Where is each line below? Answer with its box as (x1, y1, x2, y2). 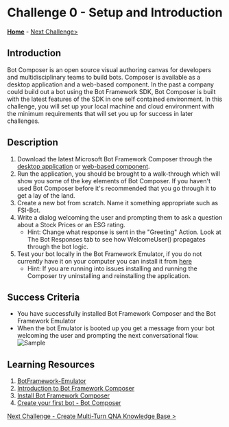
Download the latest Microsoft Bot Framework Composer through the (16, 154, 213, 163)
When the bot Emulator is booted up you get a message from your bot (16, 324, 215, 332)
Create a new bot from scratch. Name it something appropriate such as (16, 198, 218, 207)
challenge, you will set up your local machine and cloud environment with (7, 102, 215, 111)
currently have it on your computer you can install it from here (16, 257, 192, 265)
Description (7, 137, 58, 148)
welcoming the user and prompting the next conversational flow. (16, 332, 199, 340)
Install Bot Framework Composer (16, 391, 110, 400)
